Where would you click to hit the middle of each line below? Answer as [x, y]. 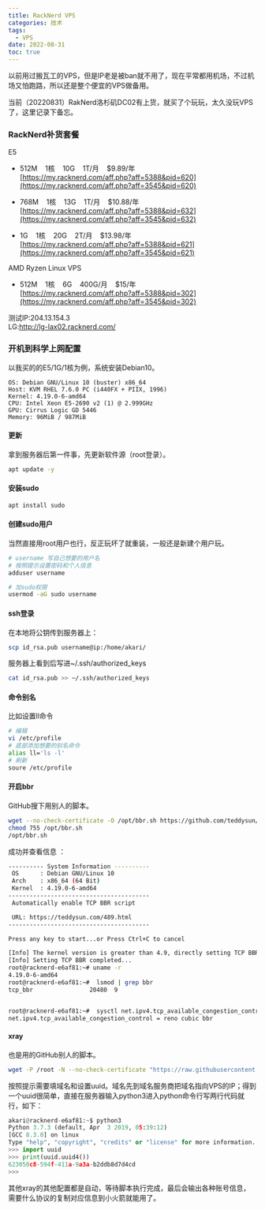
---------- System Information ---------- [79, 866]
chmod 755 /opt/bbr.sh [45, 828]
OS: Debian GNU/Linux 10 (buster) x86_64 [77, 382]
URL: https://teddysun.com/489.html [72, 917]
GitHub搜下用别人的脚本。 [50, 805]
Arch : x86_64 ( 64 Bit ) [56, 881]
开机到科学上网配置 [45, 349]
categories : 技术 [35, 23]
